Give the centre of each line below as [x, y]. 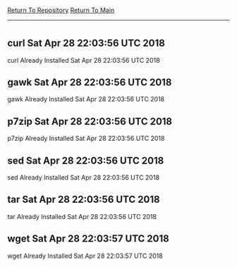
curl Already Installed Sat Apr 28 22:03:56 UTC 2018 [84, 60]
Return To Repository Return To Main [61, 10]
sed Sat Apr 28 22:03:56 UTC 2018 [86, 160]
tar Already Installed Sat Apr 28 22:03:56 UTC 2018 [82, 216]
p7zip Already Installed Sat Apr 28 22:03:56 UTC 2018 [86, 138]
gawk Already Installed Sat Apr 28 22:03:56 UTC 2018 [86, 99]
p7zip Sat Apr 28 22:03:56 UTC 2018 [90, 122]
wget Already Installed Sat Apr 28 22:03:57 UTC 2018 [85, 256]
